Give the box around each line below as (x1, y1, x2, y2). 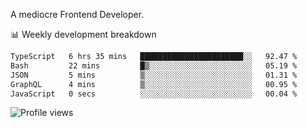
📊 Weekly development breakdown (10, 29, 157, 40)
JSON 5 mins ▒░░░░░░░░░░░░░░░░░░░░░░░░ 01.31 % (10, 70, 298, 80)
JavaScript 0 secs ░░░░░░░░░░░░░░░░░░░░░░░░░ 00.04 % (10, 89, 298, 99)
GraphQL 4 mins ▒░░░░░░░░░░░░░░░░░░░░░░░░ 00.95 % (10, 79, 298, 89)
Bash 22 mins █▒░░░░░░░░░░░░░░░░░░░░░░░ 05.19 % (10, 60, 298, 71)
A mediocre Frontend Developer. (10, 9, 145, 20)
